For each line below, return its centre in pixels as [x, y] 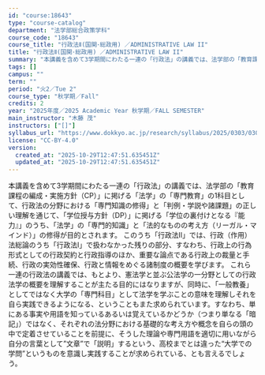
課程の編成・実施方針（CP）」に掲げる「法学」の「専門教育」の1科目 [119, 196]
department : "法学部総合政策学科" [60, 30]
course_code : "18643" [44, 37]
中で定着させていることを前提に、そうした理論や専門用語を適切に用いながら [132, 334]
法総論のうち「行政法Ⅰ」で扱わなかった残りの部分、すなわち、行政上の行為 [130, 245]
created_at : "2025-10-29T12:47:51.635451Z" [88, 155]
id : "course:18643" [40, 15]
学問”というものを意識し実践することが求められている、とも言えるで [120, 354]
